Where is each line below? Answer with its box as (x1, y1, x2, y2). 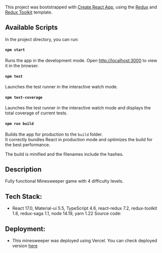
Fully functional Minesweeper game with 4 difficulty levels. (5, 178, 124, 184)
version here (12, 243, 38, 249)
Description (5, 166, 42, 174)
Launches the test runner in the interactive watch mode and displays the (5, 105, 151, 111)
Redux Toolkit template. (5, 9, 53, 15)
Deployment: (5, 225, 46, 233)
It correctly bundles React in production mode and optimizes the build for (5, 136, 153, 142)
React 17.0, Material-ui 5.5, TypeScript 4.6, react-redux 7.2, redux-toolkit (12, 205, 158, 211)
